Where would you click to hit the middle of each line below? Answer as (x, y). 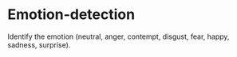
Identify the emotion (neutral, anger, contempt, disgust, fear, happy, (118, 36)
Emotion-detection (71, 15)
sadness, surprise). (39, 44)
